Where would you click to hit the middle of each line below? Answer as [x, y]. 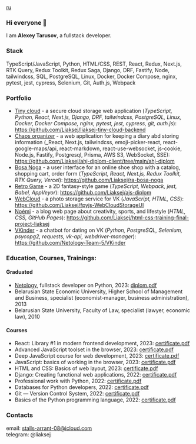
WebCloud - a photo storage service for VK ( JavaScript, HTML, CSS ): [99, 199]
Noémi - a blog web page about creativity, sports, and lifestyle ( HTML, [100, 211]
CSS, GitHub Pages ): [40, 218]
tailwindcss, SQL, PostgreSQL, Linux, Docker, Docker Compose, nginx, [92, 76]
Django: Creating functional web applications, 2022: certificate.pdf [96, 375]
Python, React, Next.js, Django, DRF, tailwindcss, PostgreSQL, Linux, [98, 117]
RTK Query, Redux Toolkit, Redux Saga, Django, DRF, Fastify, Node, [88, 70]
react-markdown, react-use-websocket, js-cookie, [121, 148]
